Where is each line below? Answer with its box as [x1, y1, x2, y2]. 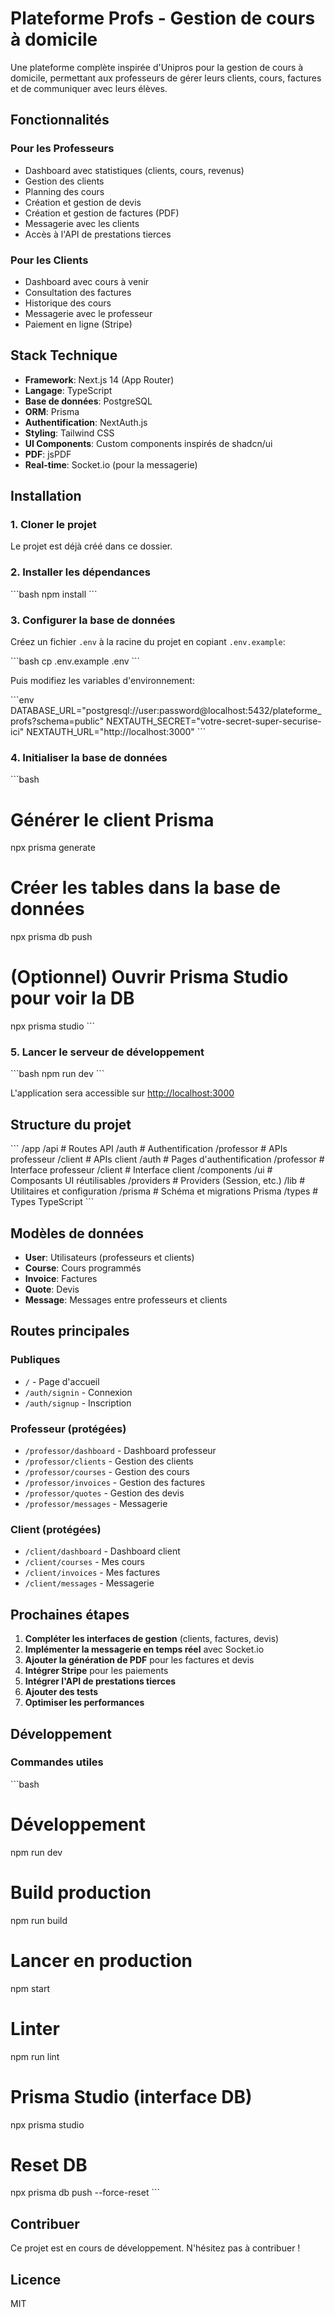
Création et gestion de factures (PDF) [24, 207, 180, 219]
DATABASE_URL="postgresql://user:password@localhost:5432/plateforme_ [10, 705, 322, 717]
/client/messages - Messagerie [24, 1577, 155, 1589]
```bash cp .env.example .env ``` [10, 655, 141, 667]
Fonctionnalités [10, 112, 110, 129]
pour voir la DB [10, 987, 135, 1010]
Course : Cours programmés [24, 1262, 142, 1274]
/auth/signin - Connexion [24, 1386, 133, 1398]
